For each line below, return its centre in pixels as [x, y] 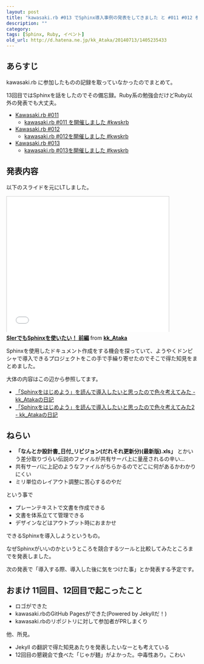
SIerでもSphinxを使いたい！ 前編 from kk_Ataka [67, 338]
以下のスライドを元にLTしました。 [49, 187]
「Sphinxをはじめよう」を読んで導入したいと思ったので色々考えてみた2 [105, 407]
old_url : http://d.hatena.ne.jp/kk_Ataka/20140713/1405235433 [87, 40]
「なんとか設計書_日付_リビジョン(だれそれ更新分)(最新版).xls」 [95, 452]
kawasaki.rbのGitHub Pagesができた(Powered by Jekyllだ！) [91, 614]
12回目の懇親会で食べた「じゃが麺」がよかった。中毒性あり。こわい [100, 655]
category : [19, 29]
